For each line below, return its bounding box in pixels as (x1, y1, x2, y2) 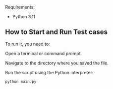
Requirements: (5, 4, 35, 10)
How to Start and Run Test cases (5, 28, 108, 36)
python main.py (5, 79, 37, 84)
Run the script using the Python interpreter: (5, 69, 94, 75)
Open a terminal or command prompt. (5, 50, 82, 56)
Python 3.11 (12, 14, 36, 19)
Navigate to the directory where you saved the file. (5, 60, 109, 66)
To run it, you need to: (5, 41, 51, 47)
